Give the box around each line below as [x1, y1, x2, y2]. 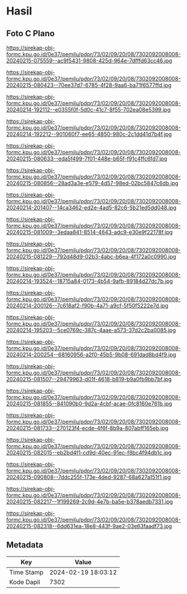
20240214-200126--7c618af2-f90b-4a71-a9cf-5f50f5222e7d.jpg [6, 302, 169, 309]
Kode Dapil [9, 578, 40, 586]
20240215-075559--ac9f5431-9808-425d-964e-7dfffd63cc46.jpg [6, 57, 173, 64]
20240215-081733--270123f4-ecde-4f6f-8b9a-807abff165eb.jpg [6, 425, 169, 432]
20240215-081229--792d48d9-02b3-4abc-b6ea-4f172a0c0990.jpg [6, 253, 177, 260]
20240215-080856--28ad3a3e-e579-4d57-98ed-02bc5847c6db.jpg [6, 180, 179, 186]
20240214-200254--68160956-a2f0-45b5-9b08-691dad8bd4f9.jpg [6, 351, 177, 358]
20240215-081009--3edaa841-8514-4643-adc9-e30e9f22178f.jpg [6, 229, 173, 236]
